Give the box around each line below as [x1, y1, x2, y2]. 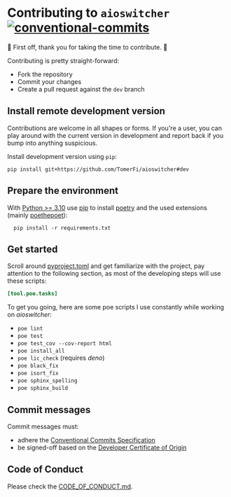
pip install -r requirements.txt [13, 224, 111, 232]
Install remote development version [7, 105, 166, 117]
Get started [7, 243, 58, 255]
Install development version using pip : [7, 152, 118, 160]
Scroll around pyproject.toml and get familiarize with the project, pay [7, 262, 205, 270]
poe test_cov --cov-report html [17, 340, 112, 347]
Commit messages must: [7, 422, 79, 431]
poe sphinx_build [17, 385, 69, 392]
